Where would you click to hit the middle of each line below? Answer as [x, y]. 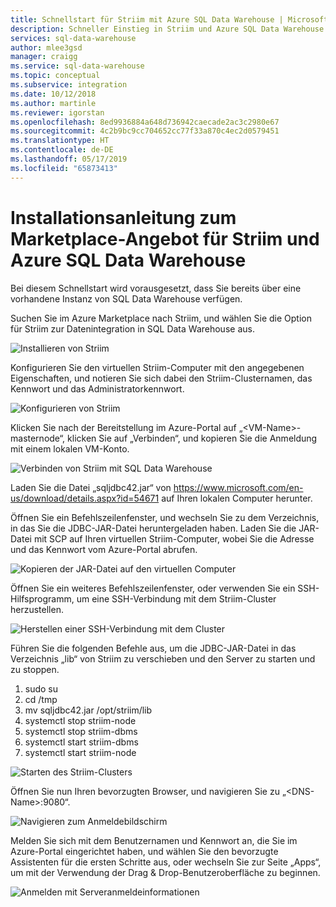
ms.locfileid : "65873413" [64, 168]
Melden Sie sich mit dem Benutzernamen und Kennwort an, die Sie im [154, 840]
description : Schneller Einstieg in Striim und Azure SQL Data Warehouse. [169, 29]
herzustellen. [37, 609]
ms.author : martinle [53, 103]
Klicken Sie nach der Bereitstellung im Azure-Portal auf [123, 427]
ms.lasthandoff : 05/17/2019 [69, 159]
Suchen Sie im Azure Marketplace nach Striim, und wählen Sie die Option [161, 318]
